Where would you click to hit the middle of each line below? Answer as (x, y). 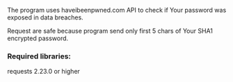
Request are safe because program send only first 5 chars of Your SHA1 (110, 31)
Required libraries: (39, 56)
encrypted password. (38, 38)
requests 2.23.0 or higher (43, 72)
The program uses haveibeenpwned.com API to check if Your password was (117, 10)
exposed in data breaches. (45, 17)
